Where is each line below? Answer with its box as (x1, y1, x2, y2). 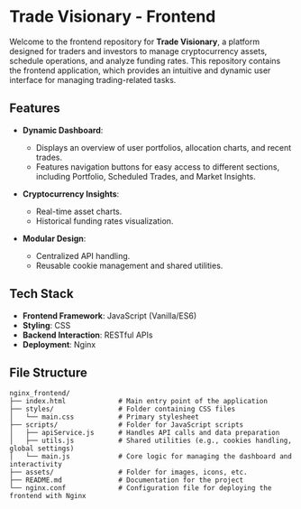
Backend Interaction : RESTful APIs (22, 329, 153, 340)
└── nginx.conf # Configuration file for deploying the (9, 484, 272, 493)
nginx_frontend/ (9, 389, 70, 398)
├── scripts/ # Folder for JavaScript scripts (9, 421, 244, 430)
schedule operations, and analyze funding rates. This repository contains (9, 55, 281, 66)
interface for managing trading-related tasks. (9, 74, 177, 85)
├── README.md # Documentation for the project (9, 476, 244, 485)
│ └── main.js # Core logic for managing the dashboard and (9, 452, 293, 461)
